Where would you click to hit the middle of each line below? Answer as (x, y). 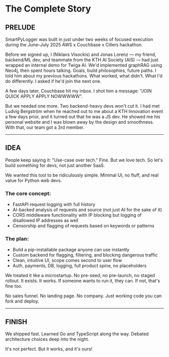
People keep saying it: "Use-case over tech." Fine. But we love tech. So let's (84, 160)
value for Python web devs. (33, 180)
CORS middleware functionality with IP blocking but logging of (77, 215)
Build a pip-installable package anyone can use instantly (71, 250)
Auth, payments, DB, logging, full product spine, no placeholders (79, 266)
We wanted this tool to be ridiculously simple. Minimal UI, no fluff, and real (82, 175)
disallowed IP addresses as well (46, 220)
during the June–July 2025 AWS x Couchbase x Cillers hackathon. (74, 45)
